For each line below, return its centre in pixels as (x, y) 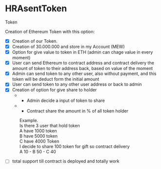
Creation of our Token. (35, 41)
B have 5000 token (38, 136)
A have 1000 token (38, 131)
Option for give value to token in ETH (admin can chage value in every (82, 52)
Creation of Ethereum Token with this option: (50, 31)
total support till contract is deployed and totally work (66, 161)
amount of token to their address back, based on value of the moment (82, 69)
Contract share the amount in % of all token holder (77, 111)
